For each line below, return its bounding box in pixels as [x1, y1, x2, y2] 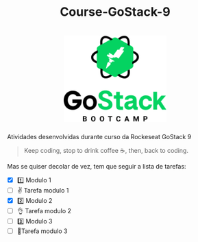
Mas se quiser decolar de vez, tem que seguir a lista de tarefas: [7, 162, 186, 170]
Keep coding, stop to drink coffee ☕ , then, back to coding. [23, 146, 188, 154]
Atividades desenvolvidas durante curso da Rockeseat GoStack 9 [7, 132, 192, 141]
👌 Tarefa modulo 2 [16, 206, 72, 215]
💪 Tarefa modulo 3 [16, 227, 68, 235]
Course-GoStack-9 [60, 4, 171, 20]
